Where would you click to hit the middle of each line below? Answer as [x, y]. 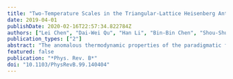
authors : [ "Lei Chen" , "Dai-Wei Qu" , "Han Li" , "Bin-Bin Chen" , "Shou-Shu [118, 33]
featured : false [31, 52]
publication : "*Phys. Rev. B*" [52, 58]
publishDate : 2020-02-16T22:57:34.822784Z [69, 26]
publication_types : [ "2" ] [44, 39]
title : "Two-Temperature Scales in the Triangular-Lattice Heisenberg [111, 13]
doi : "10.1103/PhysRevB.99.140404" [59, 65]
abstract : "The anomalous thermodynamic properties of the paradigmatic [114, 45]
